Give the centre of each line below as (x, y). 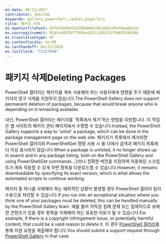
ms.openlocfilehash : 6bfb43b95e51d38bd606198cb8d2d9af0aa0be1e (72, 28)
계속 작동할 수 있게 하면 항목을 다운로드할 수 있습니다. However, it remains (86, 168)
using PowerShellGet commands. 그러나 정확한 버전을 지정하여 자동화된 (76, 161)
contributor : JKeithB (28, 14)
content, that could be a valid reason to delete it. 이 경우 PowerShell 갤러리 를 (82, 224)
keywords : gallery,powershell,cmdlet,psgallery (55, 19)
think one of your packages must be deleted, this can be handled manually (81, 201)
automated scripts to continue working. (45, 179)
